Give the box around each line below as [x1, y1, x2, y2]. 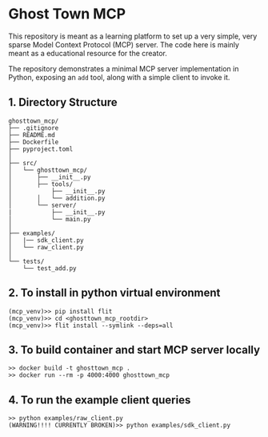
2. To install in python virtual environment [8, 286, 221, 300]
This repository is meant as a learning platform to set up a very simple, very [8, 31, 258, 41]
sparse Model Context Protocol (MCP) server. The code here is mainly [8, 39, 240, 49]
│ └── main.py [8, 215, 91, 223]
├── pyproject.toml [8, 145, 74, 153]
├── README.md [8, 131, 56, 139]
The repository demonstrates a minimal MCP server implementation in [8, 63, 239, 73]
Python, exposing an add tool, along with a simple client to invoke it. [8, 72, 230, 82]
